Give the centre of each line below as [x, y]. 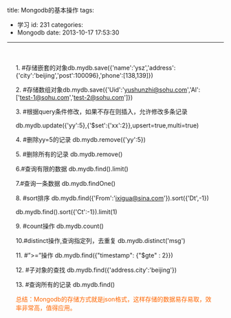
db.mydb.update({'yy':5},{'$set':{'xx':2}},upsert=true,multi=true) [108, 125]
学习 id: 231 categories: [50, 25]
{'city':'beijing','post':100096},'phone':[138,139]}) [85, 75]
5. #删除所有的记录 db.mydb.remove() [69, 154]
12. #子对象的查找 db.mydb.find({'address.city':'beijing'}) [97, 270]
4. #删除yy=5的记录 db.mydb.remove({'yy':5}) [81, 139]
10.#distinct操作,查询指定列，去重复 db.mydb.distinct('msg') [101, 241]
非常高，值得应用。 [49, 308]
